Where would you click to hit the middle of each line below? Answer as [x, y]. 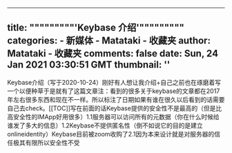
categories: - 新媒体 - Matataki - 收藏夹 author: [109, 41]
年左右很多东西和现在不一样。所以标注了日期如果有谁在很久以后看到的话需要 [116, 99]
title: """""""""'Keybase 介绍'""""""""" [96, 28]
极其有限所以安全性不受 [46, 143]
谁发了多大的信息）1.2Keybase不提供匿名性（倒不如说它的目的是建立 [105, 125]
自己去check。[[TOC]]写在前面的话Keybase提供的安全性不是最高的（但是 [112, 108]
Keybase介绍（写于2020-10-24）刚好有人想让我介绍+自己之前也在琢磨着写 [114, 82]
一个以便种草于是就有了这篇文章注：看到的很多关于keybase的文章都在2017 [114, 91]
